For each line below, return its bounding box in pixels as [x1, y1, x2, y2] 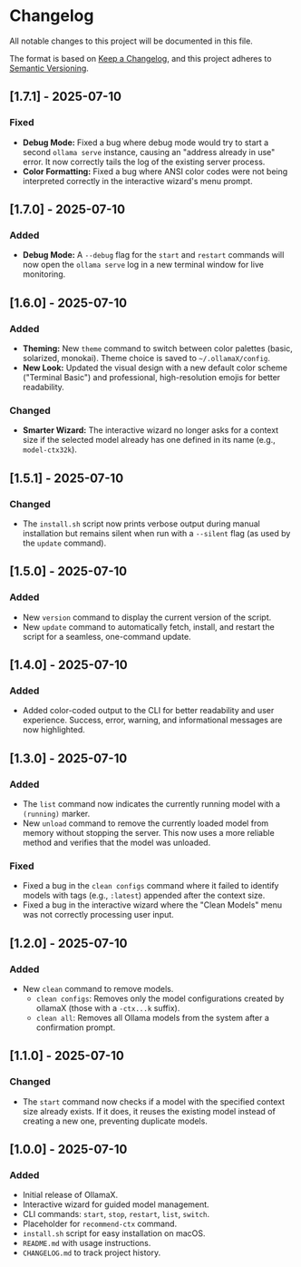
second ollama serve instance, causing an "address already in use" [22, 146, 276, 157]
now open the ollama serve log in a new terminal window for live [22, 260, 265, 270]
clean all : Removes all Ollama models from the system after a [35, 1013, 270, 1024]
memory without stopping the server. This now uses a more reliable [22, 828, 275, 839]
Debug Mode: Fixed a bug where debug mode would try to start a [22, 137, 269, 148]
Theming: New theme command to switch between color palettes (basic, [22, 343, 293, 354]
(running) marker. [22, 809, 91, 820]
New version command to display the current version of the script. [22, 612, 272, 623]
